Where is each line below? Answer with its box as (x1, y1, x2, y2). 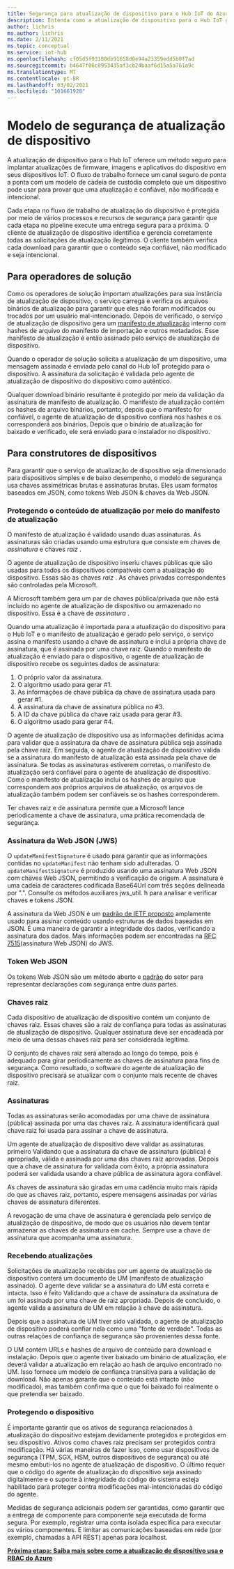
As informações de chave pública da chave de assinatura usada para (17, 688, 216, 696)
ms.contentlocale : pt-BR (7, 75, 79, 82)
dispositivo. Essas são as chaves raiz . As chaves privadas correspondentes (7, 573, 226, 582)
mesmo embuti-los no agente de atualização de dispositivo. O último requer (7, 1460, 225, 1469)
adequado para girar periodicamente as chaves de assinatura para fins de (7, 1056, 219, 1065)
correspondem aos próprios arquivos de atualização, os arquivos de (7, 782, 203, 791)
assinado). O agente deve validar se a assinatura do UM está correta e (7, 1281, 210, 1290)
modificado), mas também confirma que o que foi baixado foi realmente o (7, 1382, 219, 1391)
